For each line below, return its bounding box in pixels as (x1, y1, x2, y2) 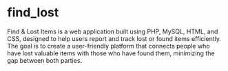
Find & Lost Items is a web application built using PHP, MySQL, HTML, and (7, 27, 218, 35)
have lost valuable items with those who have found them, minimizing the (7, 49, 215, 57)
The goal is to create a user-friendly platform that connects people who (7, 42, 210, 50)
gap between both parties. (7, 56, 83, 64)
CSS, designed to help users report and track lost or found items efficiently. (7, 34, 222, 42)
